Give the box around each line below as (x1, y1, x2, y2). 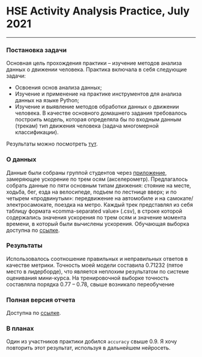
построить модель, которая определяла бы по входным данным (14, 116, 182, 123)
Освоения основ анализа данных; (14, 84, 102, 91)
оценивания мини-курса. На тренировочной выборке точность (6, 274, 170, 281)
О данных (6, 155, 37, 163)
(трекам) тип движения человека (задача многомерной (14, 122, 159, 130)
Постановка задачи (6, 46, 67, 54)
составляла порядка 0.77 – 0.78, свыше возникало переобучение (6, 281, 174, 288)
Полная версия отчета (6, 296, 76, 304)
